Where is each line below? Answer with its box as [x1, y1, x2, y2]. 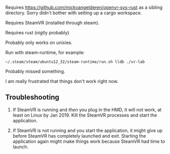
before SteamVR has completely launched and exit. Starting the [12, 133, 147, 139]
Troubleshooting [5, 93, 60, 102]
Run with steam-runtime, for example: [5, 50, 85, 55]
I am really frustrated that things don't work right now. [5, 78, 118, 84]
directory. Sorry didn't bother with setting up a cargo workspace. [5, 10, 142, 16]
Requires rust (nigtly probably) [5, 30, 69, 35]
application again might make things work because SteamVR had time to [12, 138, 165, 144]
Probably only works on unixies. [5, 39, 72, 46]
